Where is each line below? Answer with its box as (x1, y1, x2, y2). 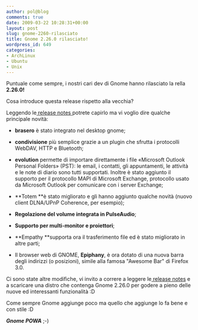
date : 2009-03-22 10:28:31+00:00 (6, 20, 89, 25)
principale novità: (6, 116, 48, 123)
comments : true (6, 14, 44, 20)
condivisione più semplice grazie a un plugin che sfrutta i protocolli (14, 139, 180, 146)
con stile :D (6, 306, 34, 313)
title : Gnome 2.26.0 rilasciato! (6, 36, 89, 42)
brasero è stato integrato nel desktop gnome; (14, 127, 126, 134)
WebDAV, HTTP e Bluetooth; (14, 145, 84, 152)
